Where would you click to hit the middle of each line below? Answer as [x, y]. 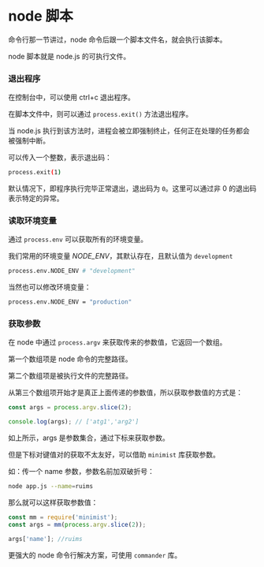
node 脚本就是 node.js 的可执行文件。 [69, 56]
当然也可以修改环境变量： [50, 287]
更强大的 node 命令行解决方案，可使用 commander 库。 [95, 555]
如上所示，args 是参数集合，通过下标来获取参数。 [89, 438]
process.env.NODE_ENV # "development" [72, 271]
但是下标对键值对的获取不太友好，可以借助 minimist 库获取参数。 [114, 455]
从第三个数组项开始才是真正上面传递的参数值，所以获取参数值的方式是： [125, 393]
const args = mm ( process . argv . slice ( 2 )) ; [77, 524]
